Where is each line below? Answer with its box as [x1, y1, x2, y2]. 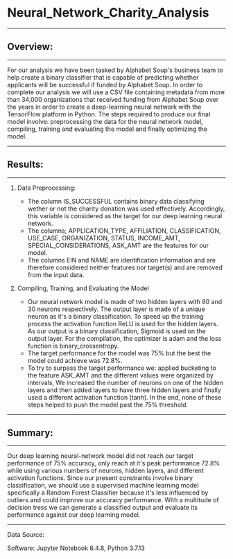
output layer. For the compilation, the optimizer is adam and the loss [27, 334, 222, 342]
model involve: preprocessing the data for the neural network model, [7, 117, 203, 125]
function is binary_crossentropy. [27, 341, 119, 350]
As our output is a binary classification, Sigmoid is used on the [27, 327, 206, 335]
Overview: [7, 41, 53, 53]
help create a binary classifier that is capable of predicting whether [7, 73, 199, 81]
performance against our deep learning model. [7, 511, 141, 519]
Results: [7, 159, 44, 170]
